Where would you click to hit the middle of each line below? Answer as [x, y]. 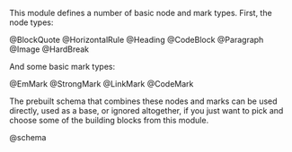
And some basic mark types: [62, 67]
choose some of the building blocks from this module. [109, 120]
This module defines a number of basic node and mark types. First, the [141, 13]
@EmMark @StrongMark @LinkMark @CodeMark [102, 84]
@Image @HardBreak [49, 49]
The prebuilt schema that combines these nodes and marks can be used [143, 101]
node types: [31, 22]
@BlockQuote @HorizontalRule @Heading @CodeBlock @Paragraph [137, 40]
